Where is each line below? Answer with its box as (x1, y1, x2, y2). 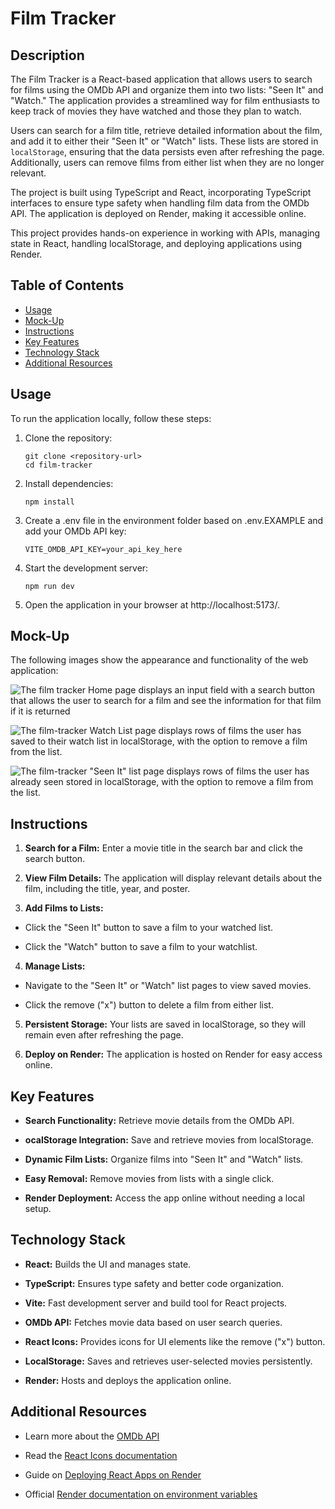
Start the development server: (24, 562, 149, 574)
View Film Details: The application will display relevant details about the (24, 872, 323, 884)
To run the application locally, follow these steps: (10, 412, 212, 424)
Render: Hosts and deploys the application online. (24, 1374, 232, 1386)
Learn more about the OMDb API (24, 1430, 160, 1442)
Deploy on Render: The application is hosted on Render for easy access (24, 1048, 323, 1061)
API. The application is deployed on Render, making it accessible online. (10, 208, 307, 219)
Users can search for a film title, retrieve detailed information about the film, (10, 125, 323, 136)
